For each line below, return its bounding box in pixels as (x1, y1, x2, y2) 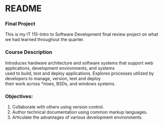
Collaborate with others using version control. (12, 104, 104, 110)
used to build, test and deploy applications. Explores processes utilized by (5, 70, 154, 76)
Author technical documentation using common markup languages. (12, 109, 148, 115)
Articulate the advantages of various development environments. (12, 114, 143, 120)
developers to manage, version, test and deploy (5, 75, 101, 81)
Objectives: (5, 93, 33, 100)
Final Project (5, 21, 36, 27)
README (5, 3, 42, 14)
